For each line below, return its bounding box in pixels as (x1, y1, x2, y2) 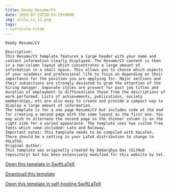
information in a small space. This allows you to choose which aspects (5, 67, 163, 73)
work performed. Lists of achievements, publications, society (5, 94, 143, 100)
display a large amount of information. (5, 103, 93, 108)
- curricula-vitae (5, 27, 44, 32)
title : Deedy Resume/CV (5, 7, 56, 13)
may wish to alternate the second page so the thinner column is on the (5, 116, 163, 122)
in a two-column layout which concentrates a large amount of (5, 63, 140, 68)
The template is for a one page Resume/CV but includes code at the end (5, 108, 163, 113)
